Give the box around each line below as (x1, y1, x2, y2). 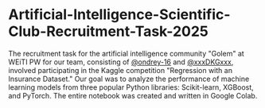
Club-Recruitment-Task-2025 (8, 22, 209, 40)
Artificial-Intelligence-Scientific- (8, 6, 231, 24)
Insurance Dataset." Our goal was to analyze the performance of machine (8, 74, 250, 83)
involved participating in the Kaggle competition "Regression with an (8, 65, 233, 75)
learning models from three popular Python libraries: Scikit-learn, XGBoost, (8, 82, 255, 92)
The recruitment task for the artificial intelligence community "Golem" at (8, 48, 244, 58)
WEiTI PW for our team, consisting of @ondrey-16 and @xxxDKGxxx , (8, 57, 234, 67)
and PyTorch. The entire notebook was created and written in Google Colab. (8, 91, 258, 100)
